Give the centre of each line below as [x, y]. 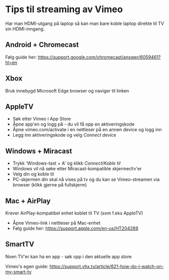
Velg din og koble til [33, 174]
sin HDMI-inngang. [25, 28]
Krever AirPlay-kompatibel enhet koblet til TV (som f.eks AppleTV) [74, 213]
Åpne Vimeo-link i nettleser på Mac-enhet [56, 223]
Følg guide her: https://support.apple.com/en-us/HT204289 [75, 228]
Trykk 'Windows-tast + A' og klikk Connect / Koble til [66, 163]
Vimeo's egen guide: [27, 266]
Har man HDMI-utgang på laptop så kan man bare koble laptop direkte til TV [85, 23]
